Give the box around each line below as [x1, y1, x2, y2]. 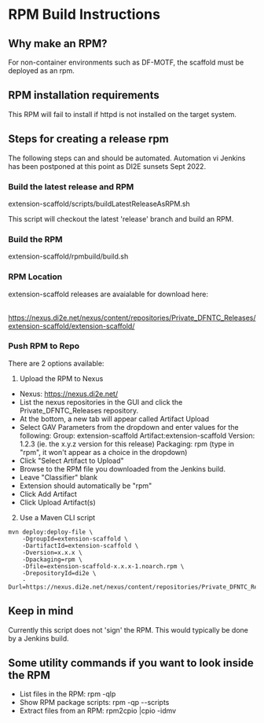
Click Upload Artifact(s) [19, 497, 96, 507]
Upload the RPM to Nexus [19, 373, 104, 383]
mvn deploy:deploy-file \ [8, 528, 93, 536]
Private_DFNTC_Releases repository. [19, 406, 139, 415]
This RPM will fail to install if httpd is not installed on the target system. [8, 109, 237, 119]
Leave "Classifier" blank [19, 472, 98, 482]
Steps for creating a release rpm [8, 132, 169, 146]
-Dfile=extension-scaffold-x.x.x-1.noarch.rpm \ [22, 562, 185, 571]
